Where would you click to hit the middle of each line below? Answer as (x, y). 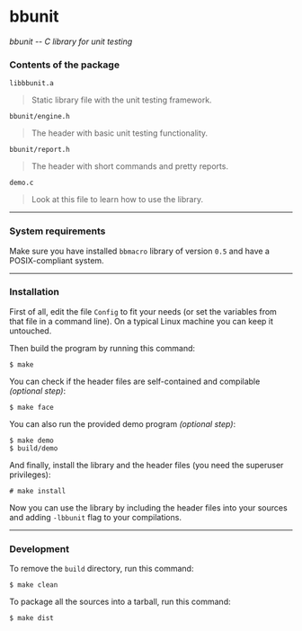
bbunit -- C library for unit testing (71, 41)
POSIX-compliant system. (57, 260)
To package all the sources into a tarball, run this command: (120, 602)
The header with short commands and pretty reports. (130, 166)
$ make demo (31, 440)
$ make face (31, 407)
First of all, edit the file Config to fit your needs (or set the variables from (143, 311)
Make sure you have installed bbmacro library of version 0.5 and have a (139, 251)
